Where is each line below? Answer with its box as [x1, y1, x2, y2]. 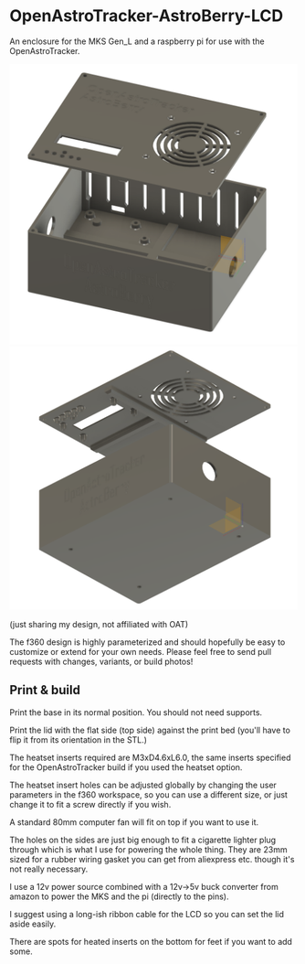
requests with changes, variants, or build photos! [9, 656, 194, 667]
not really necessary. [9, 863, 89, 874]
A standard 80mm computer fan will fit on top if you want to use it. [9, 816, 259, 828]
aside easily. [9, 918, 57, 929]
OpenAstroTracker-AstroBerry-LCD [9, 5, 284, 27]
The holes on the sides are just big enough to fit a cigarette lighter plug [9, 834, 277, 845]
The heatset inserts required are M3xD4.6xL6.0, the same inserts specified [9, 752, 291, 763]
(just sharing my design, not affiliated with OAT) [9, 618, 189, 629]
